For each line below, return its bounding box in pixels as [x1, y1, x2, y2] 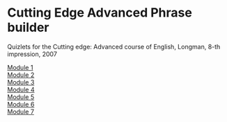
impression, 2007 [7, 50, 58, 58]
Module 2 [7, 71, 35, 79]
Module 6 [7, 100, 35, 108]
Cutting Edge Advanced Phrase [7, 5, 193, 21]
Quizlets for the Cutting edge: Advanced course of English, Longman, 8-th [7, 42, 221, 51]
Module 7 [7, 107, 35, 116]
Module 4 [7, 85, 35, 94]
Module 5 [7, 92, 35, 101]
